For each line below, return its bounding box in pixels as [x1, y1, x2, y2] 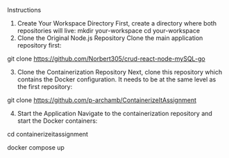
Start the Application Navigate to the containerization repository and [17, 110, 213, 117]
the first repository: [17, 83, 73, 90]
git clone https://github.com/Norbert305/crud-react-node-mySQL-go [7, 55, 206, 63]
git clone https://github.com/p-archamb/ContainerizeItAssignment [7, 96, 196, 104]
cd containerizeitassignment [7, 130, 89, 138]
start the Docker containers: [17, 117, 98, 125]
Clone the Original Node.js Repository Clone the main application [17, 34, 203, 42]
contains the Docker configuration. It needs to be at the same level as [17, 75, 217, 83]
